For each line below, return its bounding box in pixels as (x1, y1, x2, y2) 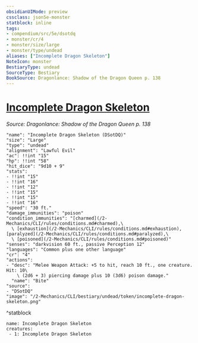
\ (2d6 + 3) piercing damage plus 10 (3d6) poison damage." (17, 273, 169, 279)
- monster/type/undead (6, 48, 62, 54)
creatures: (6, 326, 33, 332)
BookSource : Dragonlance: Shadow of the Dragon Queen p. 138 (6, 75, 161, 81)
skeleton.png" (6, 299, 42, 305)
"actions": (6, 257, 33, 263)
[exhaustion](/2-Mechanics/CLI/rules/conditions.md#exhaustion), (17, 226, 183, 232)
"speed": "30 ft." (6, 205, 52, 211)
